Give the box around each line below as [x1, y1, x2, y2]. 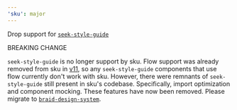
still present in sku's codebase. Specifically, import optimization [43, 79, 231, 88]
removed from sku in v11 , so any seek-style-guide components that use [7, 64, 217, 73]
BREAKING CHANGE [7, 43, 67, 51]
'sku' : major [7, 10, 46, 18]
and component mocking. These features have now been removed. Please [7, 87, 225, 95]
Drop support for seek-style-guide [7, 30, 109, 38]
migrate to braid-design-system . [7, 94, 101, 103]
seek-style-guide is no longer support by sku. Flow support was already [7, 57, 219, 66]
